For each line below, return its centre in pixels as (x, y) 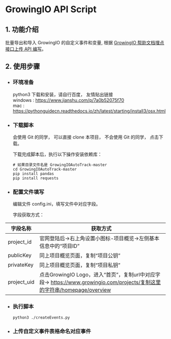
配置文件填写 (28, 192)
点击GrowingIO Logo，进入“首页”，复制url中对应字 (100, 275)
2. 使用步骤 (23, 66)
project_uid (21, 282)
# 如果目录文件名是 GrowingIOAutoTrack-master (60, 165)
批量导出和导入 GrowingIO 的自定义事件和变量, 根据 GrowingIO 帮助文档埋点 (85, 43)
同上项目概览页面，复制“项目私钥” (80, 265)
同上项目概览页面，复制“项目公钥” (80, 256)
